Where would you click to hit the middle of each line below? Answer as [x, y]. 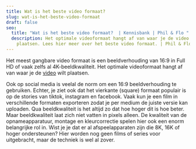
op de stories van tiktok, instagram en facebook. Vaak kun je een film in [92, 96]
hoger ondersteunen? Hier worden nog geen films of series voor [83, 133]
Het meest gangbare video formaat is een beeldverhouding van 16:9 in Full [96, 60]
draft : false [22, 22]
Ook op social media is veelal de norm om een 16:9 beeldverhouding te [91, 84]
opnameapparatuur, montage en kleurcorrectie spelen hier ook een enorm [95, 121]
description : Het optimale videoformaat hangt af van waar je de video [100, 38]
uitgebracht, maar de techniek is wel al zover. [61, 140]
